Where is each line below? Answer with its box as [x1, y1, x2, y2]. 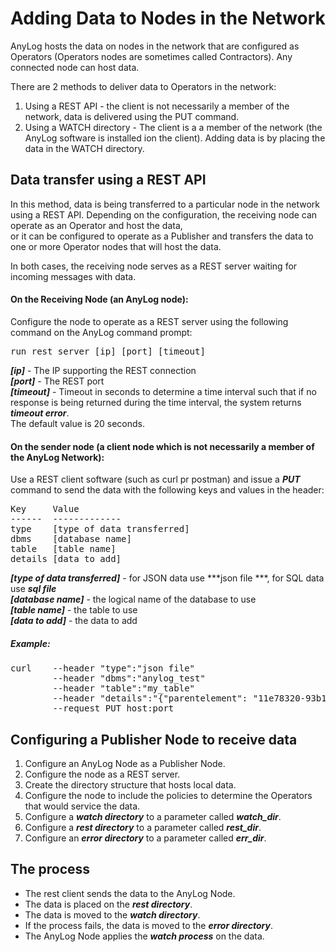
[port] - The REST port [10, 375, 105, 387]
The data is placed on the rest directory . [24, 898, 193, 910]
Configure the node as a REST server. [24, 768, 181, 780]
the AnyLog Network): [10, 451, 105, 463]
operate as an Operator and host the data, [10, 219, 183, 231]
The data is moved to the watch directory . [24, 908, 201, 921]
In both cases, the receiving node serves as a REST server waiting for [10, 260, 298, 272]
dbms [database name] [10, 533, 132, 545]
